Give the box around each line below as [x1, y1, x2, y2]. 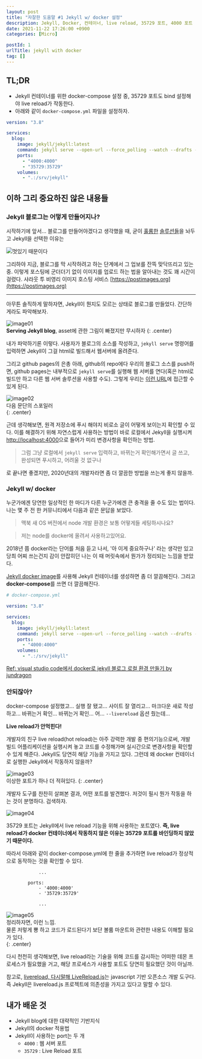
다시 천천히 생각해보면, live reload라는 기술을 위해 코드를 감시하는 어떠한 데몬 [6, 953, 188, 960]
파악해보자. [22, 308, 49, 315]
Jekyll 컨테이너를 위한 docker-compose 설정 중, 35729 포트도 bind [14, 92, 176, 99]
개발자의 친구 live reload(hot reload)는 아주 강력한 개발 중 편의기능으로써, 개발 [6, 735, 191, 743]
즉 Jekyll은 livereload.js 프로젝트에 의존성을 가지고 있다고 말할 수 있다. [6, 981, 173, 988]
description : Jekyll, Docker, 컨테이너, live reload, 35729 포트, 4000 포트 [6, 20, 193, 26]
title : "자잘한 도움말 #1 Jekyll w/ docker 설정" [6, 14, 123, 20]
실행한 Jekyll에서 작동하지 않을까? [12, 758, 93, 765]
